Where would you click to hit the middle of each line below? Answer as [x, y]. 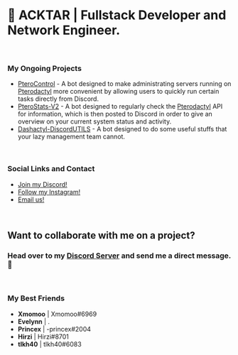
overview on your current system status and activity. [94, 121]
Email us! [31, 200]
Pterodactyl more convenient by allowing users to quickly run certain [118, 92]
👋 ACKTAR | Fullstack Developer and [117, 15]
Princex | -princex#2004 [54, 329]
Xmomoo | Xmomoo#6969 [57, 314]
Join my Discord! [42, 184]
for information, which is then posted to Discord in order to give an [115, 114]
